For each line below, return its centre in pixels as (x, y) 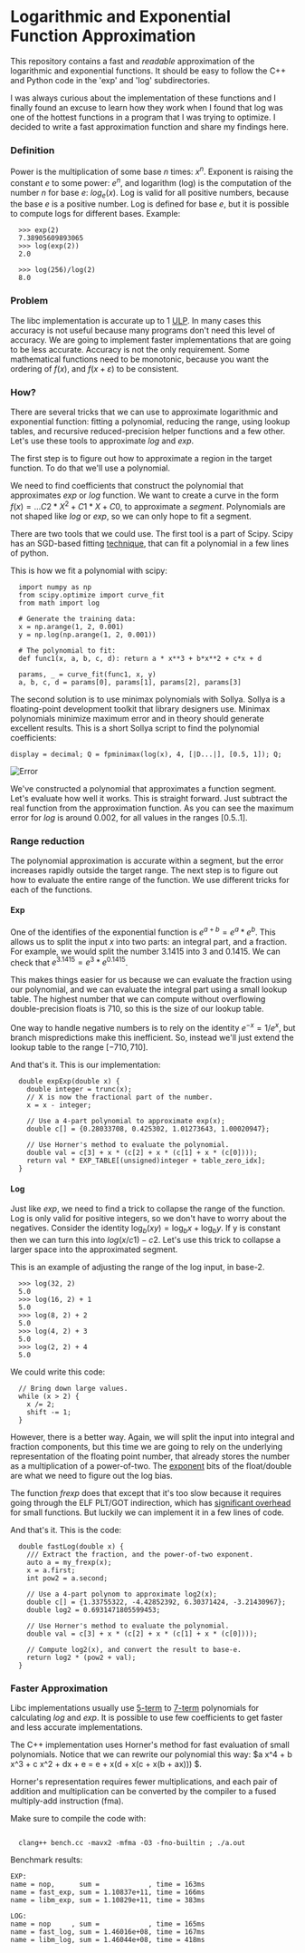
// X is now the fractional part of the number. (120, 1098)
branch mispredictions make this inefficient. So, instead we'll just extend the (152, 1038)
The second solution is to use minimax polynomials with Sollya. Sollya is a (148, 699)
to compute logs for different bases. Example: (95, 214)
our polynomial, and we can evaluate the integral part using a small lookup (149, 989)
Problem (29, 301)
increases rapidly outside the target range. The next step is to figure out (144, 870)
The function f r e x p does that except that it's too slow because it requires (146, 1493)
